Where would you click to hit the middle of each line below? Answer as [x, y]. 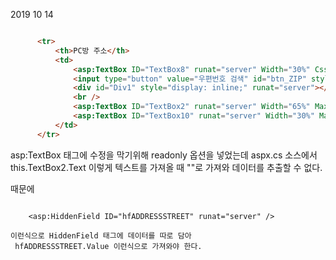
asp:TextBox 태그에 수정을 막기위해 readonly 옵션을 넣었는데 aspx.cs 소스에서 [164, 155]
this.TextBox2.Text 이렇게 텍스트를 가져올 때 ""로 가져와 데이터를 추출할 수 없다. [166, 167]
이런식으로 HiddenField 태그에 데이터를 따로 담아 [101, 235]
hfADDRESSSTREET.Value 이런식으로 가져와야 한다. [108, 246]
